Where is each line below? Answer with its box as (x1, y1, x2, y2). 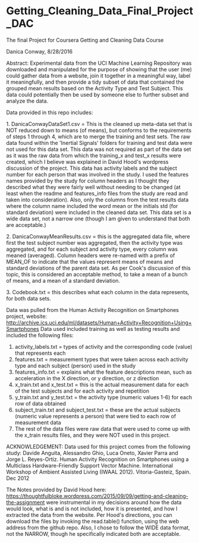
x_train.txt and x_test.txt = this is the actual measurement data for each (14, 381, 189, 388)
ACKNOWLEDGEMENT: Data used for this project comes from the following (6, 443, 191, 450)
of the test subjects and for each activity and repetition (14, 387, 150, 394)
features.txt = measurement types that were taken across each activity (14, 355, 188, 363)
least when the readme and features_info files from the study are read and (6, 190, 188, 197)
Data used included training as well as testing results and (40, 325, 180, 332)
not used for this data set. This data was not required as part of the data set (6, 146, 191, 153)
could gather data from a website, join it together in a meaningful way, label (6, 72, 191, 79)
